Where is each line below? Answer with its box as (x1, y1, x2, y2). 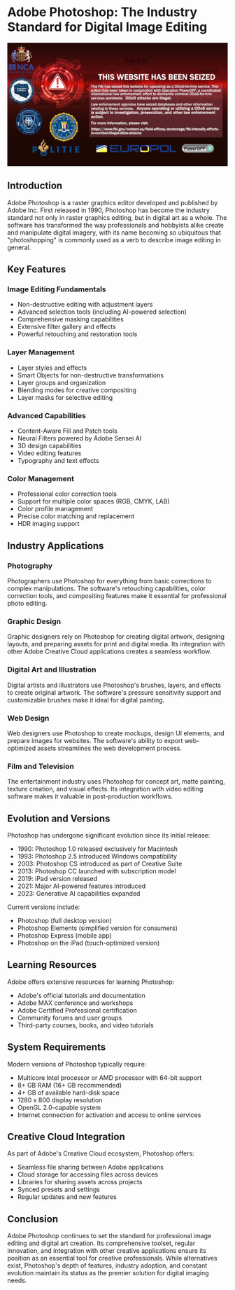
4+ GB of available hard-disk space (17, 1088, 120, 1097)
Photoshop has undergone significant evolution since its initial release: (7, 831, 211, 840)
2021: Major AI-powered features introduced (17, 882, 146, 890)
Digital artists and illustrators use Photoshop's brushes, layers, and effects (7, 681, 222, 689)
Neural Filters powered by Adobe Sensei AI (17, 434, 142, 443)
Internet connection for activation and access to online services (17, 1111, 201, 1119)
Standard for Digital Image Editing (7, 19, 208, 35)
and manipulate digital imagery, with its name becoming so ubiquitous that (7, 228, 222, 237)
